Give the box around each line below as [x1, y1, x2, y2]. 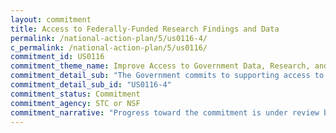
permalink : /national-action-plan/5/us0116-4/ [10, 33, 208, 43]
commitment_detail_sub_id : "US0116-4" [10, 80, 172, 90]
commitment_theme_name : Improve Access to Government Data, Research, [10, 61, 311, 71]
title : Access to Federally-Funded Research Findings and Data [10, 24, 280, 34]
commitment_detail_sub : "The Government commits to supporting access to [10, 71, 325, 81]
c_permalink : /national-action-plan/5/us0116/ [10, 42, 208, 53]
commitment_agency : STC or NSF [10, 98, 141, 108]
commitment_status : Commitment [10, 89, 141, 99]
